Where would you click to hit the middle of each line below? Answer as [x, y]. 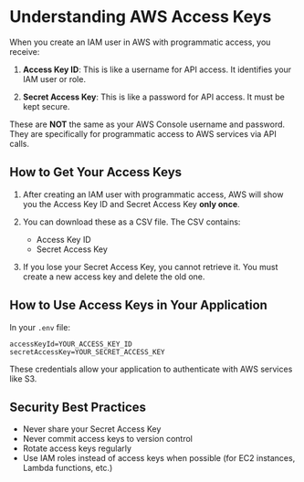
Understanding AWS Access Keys [141, 17]
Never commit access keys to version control [108, 439]
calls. [20, 143]
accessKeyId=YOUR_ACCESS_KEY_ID [71, 344]
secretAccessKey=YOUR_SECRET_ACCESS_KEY [88, 352]
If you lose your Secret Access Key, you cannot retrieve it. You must [150, 267]
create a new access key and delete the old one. [114, 277]
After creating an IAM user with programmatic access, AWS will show [153, 194]
